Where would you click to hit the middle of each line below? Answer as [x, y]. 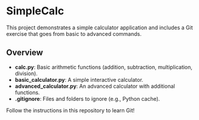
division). [26, 73]
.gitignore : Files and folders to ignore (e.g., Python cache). [87, 99]
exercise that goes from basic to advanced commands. [74, 33]
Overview [25, 53]
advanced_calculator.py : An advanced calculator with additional [95, 86]
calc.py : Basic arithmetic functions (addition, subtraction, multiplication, [104, 67]
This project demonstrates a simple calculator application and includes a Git [99, 27]
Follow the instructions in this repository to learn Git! [71, 110]
